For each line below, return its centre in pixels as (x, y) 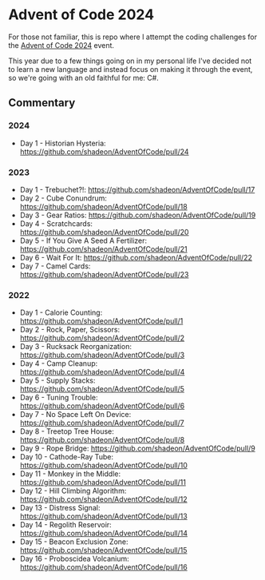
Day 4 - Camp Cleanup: (59, 363)
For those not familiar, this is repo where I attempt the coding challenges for (133, 37)
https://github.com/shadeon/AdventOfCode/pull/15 (103, 550)
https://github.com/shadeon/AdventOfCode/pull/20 (104, 232)
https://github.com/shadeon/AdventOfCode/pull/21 (103, 248)
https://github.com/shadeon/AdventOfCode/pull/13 (103, 516)
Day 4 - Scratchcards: (56, 223)
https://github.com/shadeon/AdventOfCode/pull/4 (102, 372)
